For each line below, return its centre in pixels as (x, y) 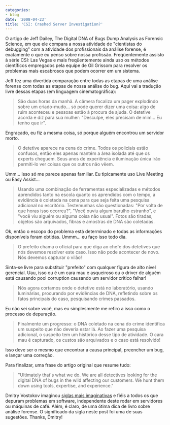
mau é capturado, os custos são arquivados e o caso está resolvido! (89, 340)
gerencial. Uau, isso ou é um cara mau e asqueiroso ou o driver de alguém (83, 273)
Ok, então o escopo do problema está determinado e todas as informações (84, 232)
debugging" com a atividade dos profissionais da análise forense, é (76, 49)
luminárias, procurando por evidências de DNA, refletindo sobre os (88, 293)
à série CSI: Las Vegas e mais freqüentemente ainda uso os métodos (77, 60)
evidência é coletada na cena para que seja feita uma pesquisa (83, 200)
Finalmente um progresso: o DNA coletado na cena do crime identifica (91, 324)
